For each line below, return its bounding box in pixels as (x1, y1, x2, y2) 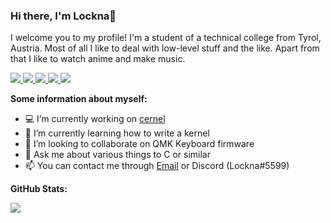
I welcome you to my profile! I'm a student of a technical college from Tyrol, (10, 32, 322, 44)
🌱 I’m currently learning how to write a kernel (24, 127, 210, 139)
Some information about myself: (10, 93, 148, 105)
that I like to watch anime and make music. (10, 53, 186, 65)
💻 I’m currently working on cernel (24, 113, 166, 125)
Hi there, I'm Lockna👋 (10, 9, 117, 23)
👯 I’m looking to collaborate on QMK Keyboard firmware (24, 138, 255, 150)
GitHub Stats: (10, 183, 68, 195)
